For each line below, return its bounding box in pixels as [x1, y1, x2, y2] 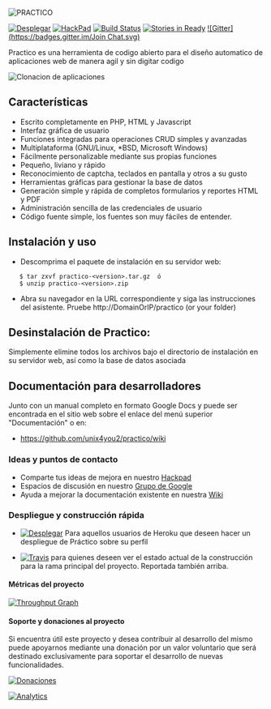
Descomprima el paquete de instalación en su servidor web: [19, 256, 222, 267]
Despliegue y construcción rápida [8, 510, 144, 521]
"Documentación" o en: [8, 418, 87, 428]
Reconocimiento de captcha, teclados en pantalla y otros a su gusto [19, 169, 247, 178]
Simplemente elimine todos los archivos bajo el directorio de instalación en [8, 347, 258, 357]
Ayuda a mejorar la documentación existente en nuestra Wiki [19, 489, 224, 499]
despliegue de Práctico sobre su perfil [19, 536, 148, 546]
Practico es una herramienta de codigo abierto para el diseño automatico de [8, 48, 264, 57]
